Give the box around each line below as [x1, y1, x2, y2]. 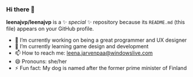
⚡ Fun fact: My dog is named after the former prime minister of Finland [14, 65, 187, 72]
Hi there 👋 [6, 5, 36, 14]
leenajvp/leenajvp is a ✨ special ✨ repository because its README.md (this [6, 19, 185, 26]
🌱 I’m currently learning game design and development [14, 43, 149, 50]
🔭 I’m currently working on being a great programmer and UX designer [14, 36, 187, 43]
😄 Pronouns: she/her [14, 58, 67, 65]
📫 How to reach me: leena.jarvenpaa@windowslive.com [14, 49, 153, 56]
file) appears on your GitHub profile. [6, 25, 94, 32]
